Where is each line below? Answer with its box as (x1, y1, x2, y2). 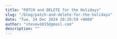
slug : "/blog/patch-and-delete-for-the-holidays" (5, 12, 113, 17)
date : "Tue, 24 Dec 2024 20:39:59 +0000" (5, 17, 95, 22)
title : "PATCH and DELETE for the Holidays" (5, 7, 101, 13)
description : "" (5, 26, 40, 31)
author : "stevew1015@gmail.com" (5, 21, 74, 27)
